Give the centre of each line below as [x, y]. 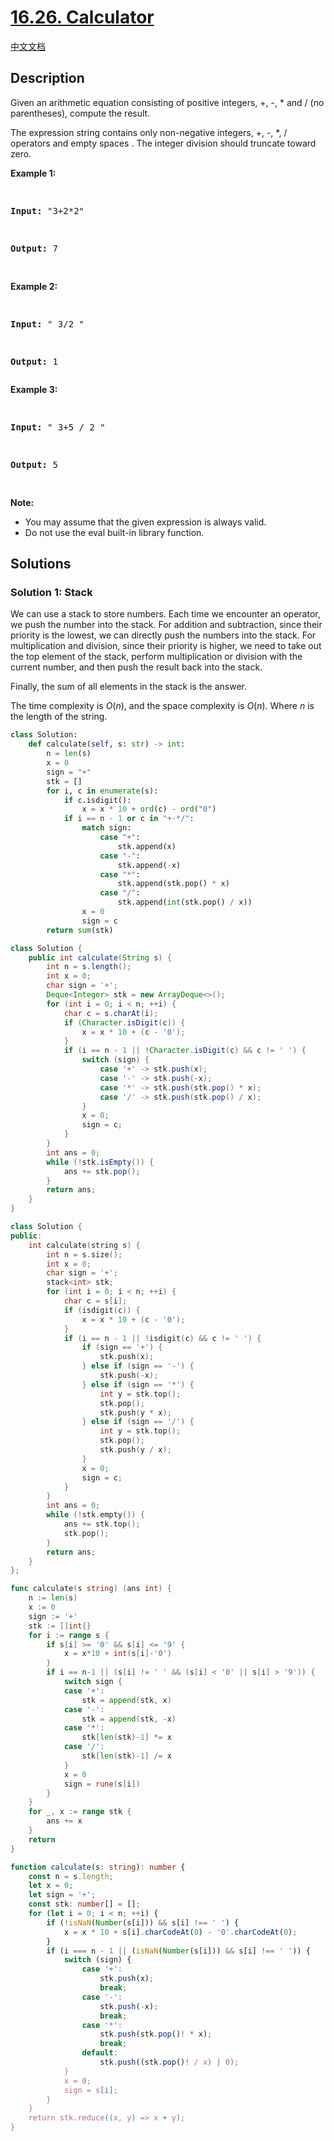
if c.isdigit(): [97, 800]
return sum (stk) [80, 930]
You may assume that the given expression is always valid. [145, 522]
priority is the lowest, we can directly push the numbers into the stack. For [163, 635]
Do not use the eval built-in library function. [114, 532]
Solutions [41, 564]
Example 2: [34, 286]
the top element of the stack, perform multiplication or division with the [156, 657]
